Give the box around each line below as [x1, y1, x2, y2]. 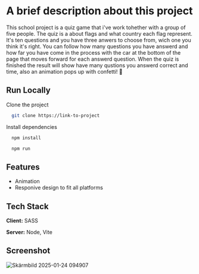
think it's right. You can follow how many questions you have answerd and [6, 43, 188, 50]
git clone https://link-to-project [11, 112, 100, 118]
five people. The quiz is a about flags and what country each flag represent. [6, 30, 192, 37]
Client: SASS [6, 217, 39, 224]
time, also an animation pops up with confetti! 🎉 [6, 68, 123, 75]
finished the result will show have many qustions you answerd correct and [6, 61, 189, 69]
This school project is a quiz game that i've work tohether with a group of [6, 24, 186, 31]
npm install [11, 135, 42, 141]
